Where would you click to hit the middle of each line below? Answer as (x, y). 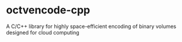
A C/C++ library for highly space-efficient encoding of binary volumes (91, 26)
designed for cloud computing (43, 32)
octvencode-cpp (48, 10)
